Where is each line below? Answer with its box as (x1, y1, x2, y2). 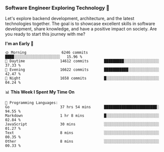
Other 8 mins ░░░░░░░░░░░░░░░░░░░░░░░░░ (5, 139, 160, 144)
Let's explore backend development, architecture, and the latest (5, 16, 135, 22)
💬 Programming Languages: (5, 101, 58, 105)
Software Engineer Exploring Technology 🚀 (5, 4, 109, 11)
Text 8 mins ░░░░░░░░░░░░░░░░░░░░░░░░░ (5, 130, 160, 135)
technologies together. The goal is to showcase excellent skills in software (5, 21, 156, 26)
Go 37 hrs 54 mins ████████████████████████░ (5, 105, 160, 110)
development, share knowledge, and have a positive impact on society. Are (5, 26, 157, 32)
